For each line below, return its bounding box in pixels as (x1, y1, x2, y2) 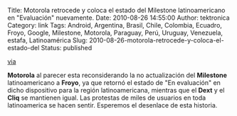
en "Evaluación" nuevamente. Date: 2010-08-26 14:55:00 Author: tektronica (7, 13, 230, 22)
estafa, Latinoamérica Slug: (7, 36, 88, 45)
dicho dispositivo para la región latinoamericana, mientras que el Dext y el (7, 86, 225, 94)
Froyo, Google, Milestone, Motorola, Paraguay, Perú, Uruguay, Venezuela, (7, 28, 223, 37)
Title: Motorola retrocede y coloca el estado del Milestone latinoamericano (7, 6, 226, 14)
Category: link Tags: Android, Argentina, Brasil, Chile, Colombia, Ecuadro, (7, 21, 223, 29)
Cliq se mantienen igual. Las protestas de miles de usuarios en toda (7, 93, 206, 102)
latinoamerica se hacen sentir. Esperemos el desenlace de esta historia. (7, 101, 218, 109)
